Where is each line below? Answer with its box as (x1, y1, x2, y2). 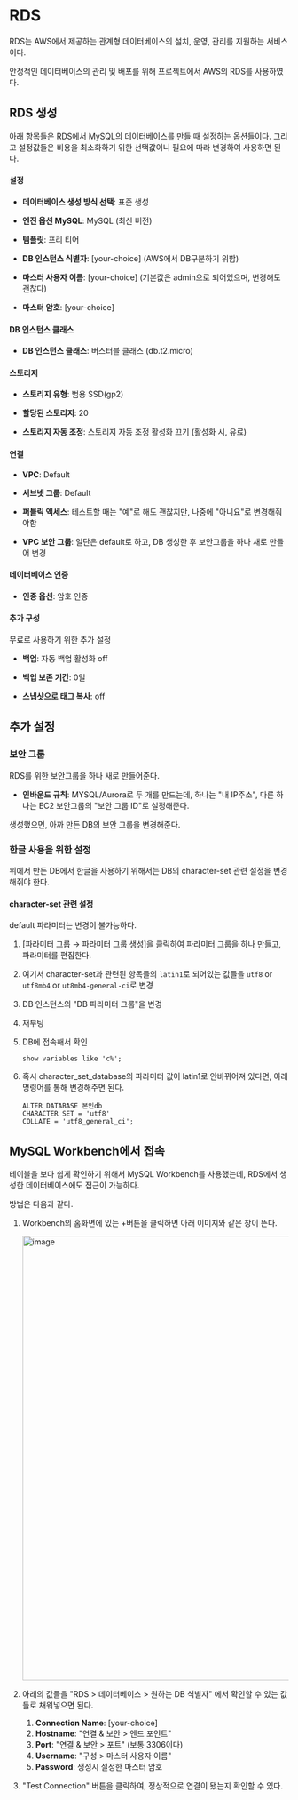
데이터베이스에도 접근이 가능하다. (25, 1180, 140, 1190)
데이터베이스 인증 (9, 570, 69, 580)
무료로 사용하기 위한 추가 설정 (9, 634, 112, 644)
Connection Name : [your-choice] (35, 1717, 158, 1728)
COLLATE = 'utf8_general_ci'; (21, 1117, 135, 1126)
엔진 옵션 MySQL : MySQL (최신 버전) (21, 215, 153, 226)
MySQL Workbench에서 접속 (9, 1143, 166, 1158)
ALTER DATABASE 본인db (21, 1101, 103, 1111)
